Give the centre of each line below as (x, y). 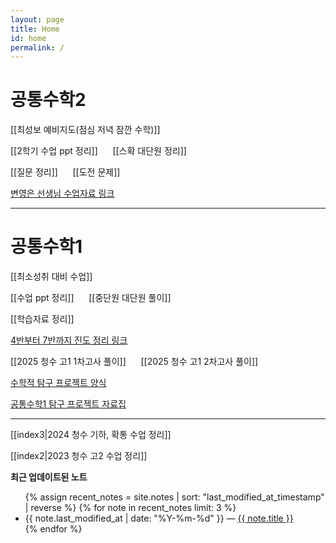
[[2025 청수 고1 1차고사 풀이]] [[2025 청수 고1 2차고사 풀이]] (134, 362)
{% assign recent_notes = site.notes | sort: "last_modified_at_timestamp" (174, 497)
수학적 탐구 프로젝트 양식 (58, 383)
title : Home (35, 29)
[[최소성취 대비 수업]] (51, 277)
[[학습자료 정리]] (42, 319)
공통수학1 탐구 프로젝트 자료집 (68, 404)
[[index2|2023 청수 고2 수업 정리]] (79, 456)
